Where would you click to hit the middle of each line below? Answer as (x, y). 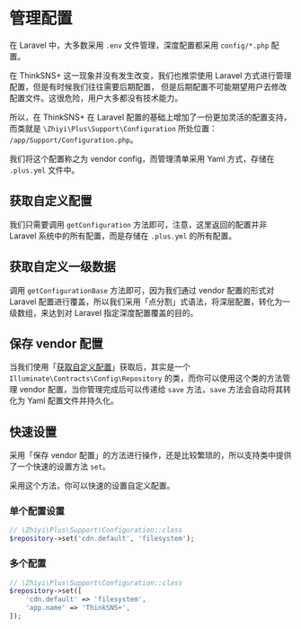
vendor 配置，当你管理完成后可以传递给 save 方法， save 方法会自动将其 (151, 390)
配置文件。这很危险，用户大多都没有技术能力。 (96, 98)
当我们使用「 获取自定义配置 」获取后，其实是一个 (100, 367)
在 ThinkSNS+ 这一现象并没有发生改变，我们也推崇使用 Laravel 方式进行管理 (150, 75)
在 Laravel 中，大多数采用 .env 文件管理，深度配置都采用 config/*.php (139, 45)
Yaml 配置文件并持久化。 (72, 400)
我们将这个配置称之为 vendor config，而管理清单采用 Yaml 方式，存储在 (142, 158)
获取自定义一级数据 (62, 267)
